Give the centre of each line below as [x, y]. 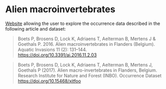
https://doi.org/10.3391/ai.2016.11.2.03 [57, 55]
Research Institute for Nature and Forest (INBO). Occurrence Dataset [89, 75]
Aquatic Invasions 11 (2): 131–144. [52, 49]
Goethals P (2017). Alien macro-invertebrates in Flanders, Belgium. [87, 70]
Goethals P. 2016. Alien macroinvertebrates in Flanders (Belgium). [86, 44]
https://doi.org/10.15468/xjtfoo [49, 81]
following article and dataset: [36, 28]
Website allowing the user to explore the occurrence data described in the [83, 23]
